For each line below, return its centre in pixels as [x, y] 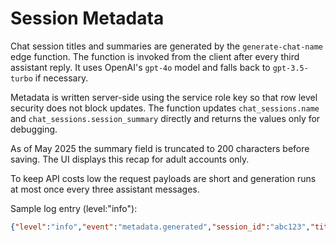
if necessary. [61, 78]
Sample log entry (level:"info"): [74, 208]
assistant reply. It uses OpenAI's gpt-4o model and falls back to [140, 67]
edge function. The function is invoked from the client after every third [155, 56]
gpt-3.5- [290, 68]
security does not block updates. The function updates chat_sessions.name [165, 108]
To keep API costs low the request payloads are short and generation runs [163, 178]
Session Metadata [87, 18]
